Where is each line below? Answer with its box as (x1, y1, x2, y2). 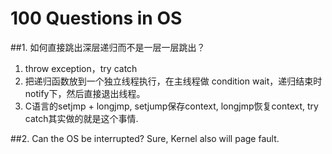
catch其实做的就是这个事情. (24, 112, 139, 124)
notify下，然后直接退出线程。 (24, 87, 146, 99)
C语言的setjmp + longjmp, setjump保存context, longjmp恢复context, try (24, 100, 319, 112)
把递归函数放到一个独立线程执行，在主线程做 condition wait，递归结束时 (24, 75, 323, 87)
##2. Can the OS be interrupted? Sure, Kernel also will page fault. (10, 132, 280, 144)
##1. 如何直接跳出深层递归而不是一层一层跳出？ (10, 41, 206, 53)
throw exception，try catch (24, 62, 138, 74)
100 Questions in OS (10, 7, 183, 30)
